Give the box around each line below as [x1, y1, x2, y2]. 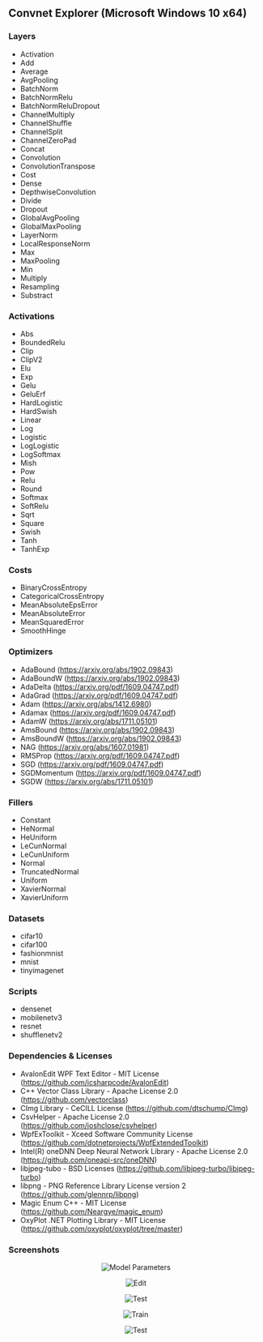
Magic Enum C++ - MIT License [19, 1198, 127, 1207]
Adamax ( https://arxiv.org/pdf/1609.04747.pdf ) [19, 707, 176, 717]
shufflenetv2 [19, 1030, 63, 1040]
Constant [19, 814, 51, 825]
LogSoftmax [19, 449, 62, 459]
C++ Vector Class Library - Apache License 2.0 [19, 1086, 179, 1096]
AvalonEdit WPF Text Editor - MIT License [19, 1069, 159, 1079]
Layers [8, 31, 36, 42]
